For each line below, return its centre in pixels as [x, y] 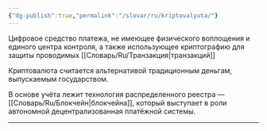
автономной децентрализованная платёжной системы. [102, 111]
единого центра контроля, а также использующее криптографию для [126, 46]
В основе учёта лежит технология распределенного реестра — [116, 94]
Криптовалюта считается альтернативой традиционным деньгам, [120, 70]
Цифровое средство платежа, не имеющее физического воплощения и [129, 38]
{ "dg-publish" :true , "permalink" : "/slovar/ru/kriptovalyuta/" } [113, 15]
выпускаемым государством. [58, 79]
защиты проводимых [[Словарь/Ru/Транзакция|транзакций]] [112, 55]
